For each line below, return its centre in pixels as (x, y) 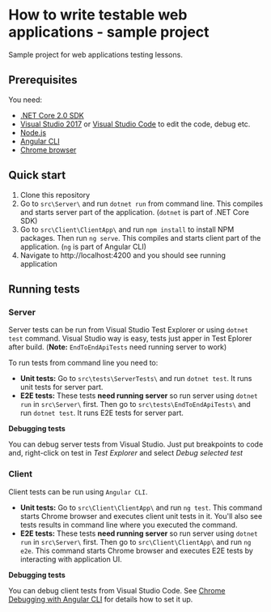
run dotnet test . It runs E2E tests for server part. (102, 413)
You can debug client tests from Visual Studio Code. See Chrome (117, 590)
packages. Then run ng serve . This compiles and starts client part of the (140, 238)
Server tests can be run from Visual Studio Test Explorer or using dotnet (129, 330)
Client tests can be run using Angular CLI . (78, 491)
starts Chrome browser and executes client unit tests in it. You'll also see (141, 516)
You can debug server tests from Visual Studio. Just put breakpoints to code (136, 444)
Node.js (33, 132)
